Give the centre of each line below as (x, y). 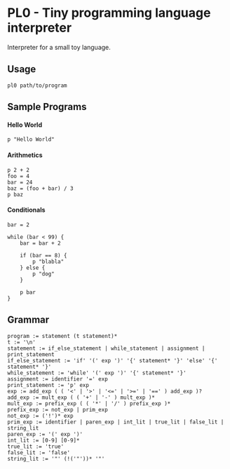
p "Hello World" (31, 140)
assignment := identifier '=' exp (58, 379)
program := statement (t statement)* (62, 336)
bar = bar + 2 (40, 243)
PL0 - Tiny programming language (109, 13)
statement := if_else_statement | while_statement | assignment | (106, 348)
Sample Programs (47, 107)
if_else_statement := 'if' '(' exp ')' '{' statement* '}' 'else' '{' (113, 360)
